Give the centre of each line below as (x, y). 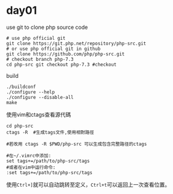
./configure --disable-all (40, 97)
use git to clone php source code (47, 27)
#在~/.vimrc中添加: (29, 155)
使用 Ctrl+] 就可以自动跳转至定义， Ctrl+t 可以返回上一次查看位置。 (88, 184)
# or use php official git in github (53, 49)
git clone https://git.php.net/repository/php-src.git (76, 43)
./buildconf (21, 87)
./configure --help (31, 92)
